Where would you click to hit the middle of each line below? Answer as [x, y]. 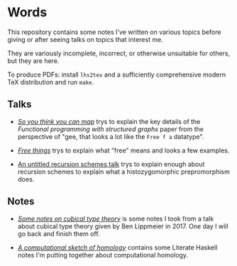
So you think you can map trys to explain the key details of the [109, 121]
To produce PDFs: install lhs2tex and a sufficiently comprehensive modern [117, 74]
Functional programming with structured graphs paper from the [111, 129]
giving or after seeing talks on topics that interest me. [85, 39]
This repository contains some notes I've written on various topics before [114, 32]
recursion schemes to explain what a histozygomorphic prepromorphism [124, 172]
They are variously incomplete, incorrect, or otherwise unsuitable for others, [119, 53]
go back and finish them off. [59, 233]
